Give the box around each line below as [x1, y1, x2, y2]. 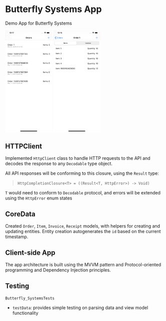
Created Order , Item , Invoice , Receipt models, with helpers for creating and [5, 223, 160, 229]
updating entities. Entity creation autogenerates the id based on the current [5, 229, 161, 235]
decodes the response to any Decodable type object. [5, 161, 112, 167]
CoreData [5, 209, 36, 218]
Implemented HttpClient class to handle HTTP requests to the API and [5, 155, 151, 161]
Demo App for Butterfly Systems [5, 20, 72, 26]
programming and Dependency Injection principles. [5, 267, 111, 273]
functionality [12, 310, 38, 316]
